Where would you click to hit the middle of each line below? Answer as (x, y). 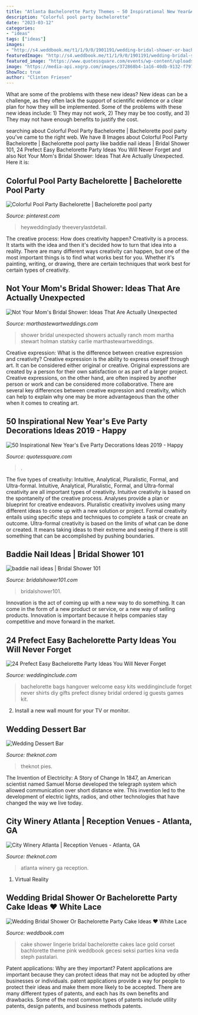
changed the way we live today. (44, 803)
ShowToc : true (24, 72)
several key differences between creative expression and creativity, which (96, 390)
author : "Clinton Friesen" (39, 77)
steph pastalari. (39, 957)
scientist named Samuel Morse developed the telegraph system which (91, 784)
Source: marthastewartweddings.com (52, 323)
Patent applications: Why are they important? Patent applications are (89, 968)
